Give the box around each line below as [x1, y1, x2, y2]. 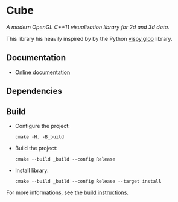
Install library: [14, 167, 49, 174]
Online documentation [14, 69, 71, 76]
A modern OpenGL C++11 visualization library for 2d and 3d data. [6, 23, 170, 31]
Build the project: [14, 144, 58, 151]
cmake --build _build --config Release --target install [14, 178, 162, 184]
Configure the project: [14, 122, 71, 129]
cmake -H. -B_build [14, 133, 65, 140]
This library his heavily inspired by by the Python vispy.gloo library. [6, 35, 173, 42]
